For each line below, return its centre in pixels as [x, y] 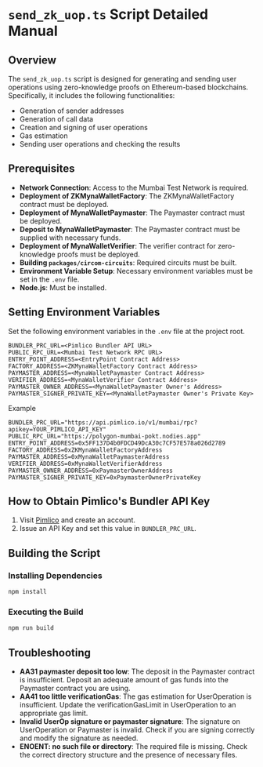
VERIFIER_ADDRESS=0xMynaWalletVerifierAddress [85, 463]
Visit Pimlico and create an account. [77, 520]
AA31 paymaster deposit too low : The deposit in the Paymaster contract [137, 671]
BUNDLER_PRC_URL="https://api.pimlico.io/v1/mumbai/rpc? [103, 422]
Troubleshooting [50, 652]
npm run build [31, 628]
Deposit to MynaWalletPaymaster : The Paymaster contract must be [130, 229]
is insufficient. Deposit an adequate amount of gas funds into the [124, 679]
